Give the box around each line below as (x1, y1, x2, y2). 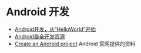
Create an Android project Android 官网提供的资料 (14, 40, 136, 47)
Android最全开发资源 (14, 33, 65, 40)
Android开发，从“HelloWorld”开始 (14, 26, 96, 33)
